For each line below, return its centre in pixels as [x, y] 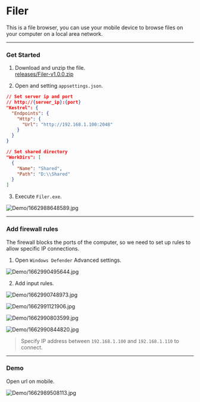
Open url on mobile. [30, 381]
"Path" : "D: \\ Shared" [43, 174]
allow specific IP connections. [43, 248]
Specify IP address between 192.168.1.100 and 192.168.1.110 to [100, 341]
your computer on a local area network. [54, 33]
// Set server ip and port [40, 97]
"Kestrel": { [22, 108]
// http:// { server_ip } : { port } [44, 103]
